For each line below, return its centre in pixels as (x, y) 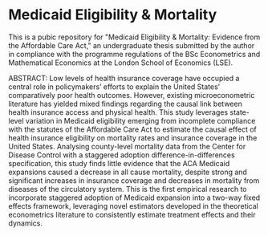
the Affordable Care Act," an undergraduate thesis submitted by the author (132, 45)
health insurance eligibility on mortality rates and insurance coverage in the (133, 137)
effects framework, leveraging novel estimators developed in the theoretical (134, 205)
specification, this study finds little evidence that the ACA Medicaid (119, 163)
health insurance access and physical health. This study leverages (118, 112)
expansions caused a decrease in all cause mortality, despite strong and (128, 172)
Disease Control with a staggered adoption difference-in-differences (122, 155)
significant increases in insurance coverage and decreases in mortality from (134, 180)
